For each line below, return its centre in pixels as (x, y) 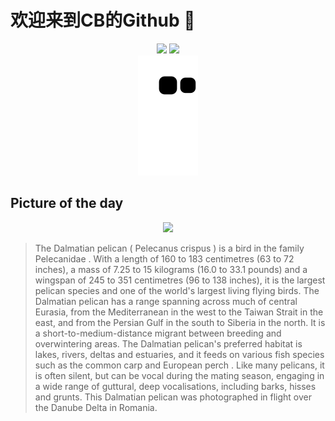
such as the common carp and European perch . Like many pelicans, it (179, 365)
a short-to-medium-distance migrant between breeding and (158, 333)
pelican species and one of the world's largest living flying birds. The (177, 290)
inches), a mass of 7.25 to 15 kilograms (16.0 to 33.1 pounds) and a (171, 269)
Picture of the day (67, 203)
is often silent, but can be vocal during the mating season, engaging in (179, 375)
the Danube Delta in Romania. (96, 407)
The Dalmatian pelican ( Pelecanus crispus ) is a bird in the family (169, 248)
